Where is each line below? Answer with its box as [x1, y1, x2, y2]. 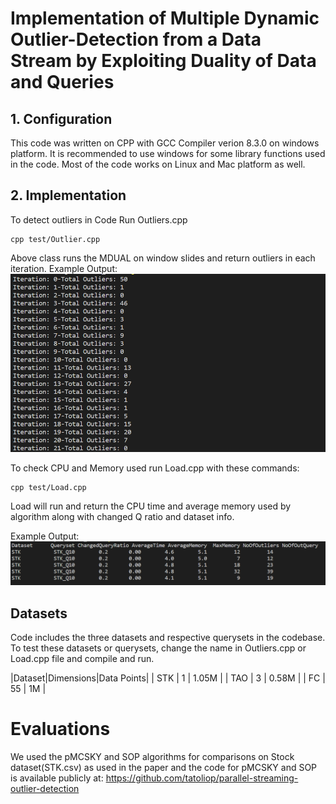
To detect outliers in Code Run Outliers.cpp [10, 213, 188, 226]
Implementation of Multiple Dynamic [10, 7, 320, 30]
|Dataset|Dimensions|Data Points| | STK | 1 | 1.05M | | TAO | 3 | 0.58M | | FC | [10, 672, 326, 684]
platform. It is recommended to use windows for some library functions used [10, 148, 326, 159]
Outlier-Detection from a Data [10, 28, 262, 51]
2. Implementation [10, 187, 127, 204]
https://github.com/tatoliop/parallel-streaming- [105, 772, 299, 784]
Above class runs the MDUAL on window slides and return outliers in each [10, 252, 316, 264]
